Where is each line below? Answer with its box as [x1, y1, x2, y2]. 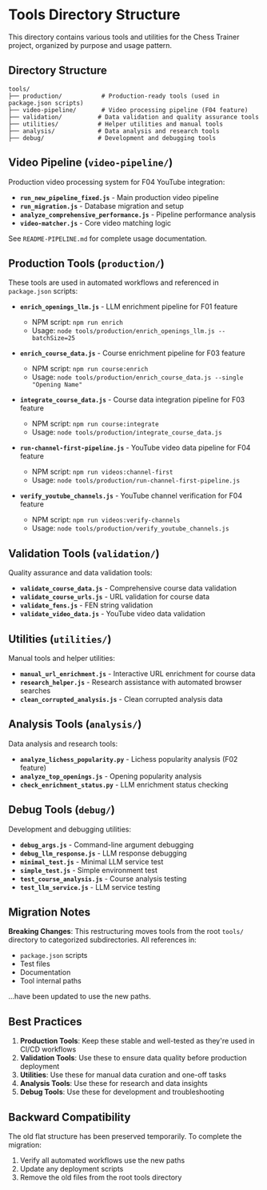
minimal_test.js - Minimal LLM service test [19, 856, 164, 866]
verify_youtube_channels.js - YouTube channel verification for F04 [19, 491, 242, 501]
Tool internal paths [19, 976, 82, 986]
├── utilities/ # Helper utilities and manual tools [8, 120, 224, 128]
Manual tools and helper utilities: [8, 654, 116, 663]
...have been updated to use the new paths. [8, 992, 152, 1001]
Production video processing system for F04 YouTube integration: [8, 177, 225, 186]
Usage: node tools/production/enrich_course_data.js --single [31, 372, 244, 382]
